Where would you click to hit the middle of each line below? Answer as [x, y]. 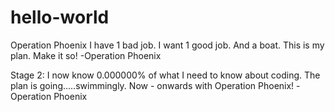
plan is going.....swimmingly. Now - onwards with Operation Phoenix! [152, 85]
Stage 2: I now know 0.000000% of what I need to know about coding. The [165, 75]
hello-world [60, 17]
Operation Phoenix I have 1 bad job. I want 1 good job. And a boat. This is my [167, 45]
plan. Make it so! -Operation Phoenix [86, 55]
